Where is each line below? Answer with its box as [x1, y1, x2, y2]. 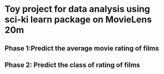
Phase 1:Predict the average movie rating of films [4, 44, 159, 52]
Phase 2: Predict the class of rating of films [4, 61, 140, 69]
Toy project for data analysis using [4, 3, 150, 15]
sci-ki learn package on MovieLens [4, 14, 152, 25]
